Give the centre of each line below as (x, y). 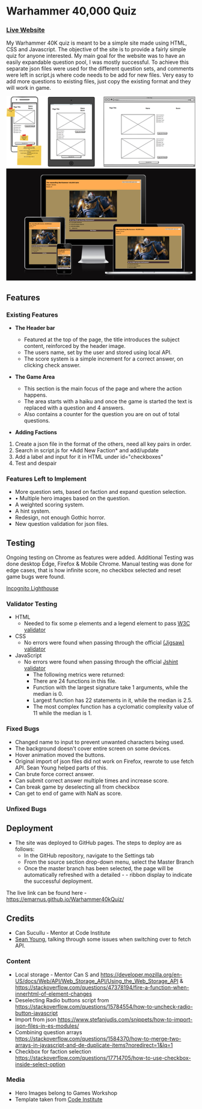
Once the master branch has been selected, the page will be (99, 868)
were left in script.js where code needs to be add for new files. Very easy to (100, 75)
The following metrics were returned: (79, 675)
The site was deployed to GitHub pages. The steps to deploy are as (98, 843)
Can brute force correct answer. (54, 774)
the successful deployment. (58, 881)
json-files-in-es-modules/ (47, 1026)
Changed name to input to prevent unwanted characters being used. (99, 742)
